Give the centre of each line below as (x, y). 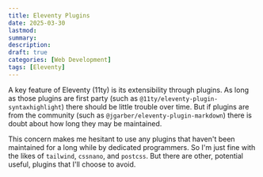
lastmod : (23, 30)
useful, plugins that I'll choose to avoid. (72, 164)
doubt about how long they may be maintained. (85, 123)
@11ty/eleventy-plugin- (179, 99)
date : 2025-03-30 (37, 23)
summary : (23, 38)
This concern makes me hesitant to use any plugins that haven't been (122, 139)
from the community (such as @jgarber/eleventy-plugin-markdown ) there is (130, 115)
